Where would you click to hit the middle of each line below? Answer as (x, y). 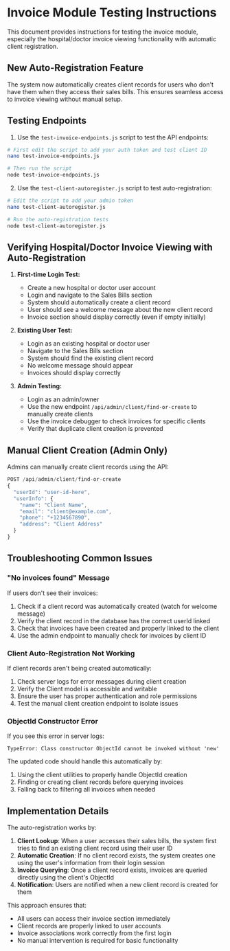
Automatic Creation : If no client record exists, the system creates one (116, 855)
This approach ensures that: (47, 906)
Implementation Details (58, 811)
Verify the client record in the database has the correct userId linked (114, 620)
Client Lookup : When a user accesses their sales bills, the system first (117, 841)
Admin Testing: (39, 386)
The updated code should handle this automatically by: (85, 761)
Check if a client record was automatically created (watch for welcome (117, 606)
